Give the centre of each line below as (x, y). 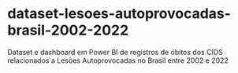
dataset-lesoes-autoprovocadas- (119, 14)
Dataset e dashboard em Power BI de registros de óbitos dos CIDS (115, 52)
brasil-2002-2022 (68, 30)
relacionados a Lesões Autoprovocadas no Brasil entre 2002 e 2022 (118, 60)
